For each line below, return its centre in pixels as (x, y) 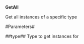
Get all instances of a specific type (41, 17)
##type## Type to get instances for (42, 36)
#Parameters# (20, 26)
